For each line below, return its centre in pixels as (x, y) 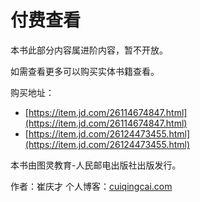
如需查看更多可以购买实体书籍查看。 (85, 71)
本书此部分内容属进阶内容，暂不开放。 (89, 50)
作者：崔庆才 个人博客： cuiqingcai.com (91, 186)
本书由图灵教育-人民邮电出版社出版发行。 (96, 165)
